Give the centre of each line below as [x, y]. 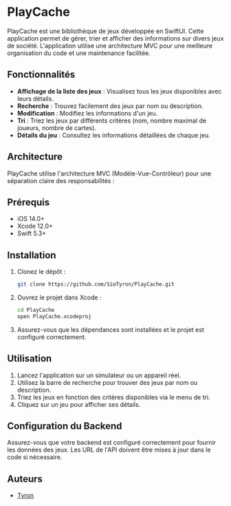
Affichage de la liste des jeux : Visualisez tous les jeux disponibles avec [119, 91]
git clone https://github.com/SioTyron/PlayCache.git [96, 284]
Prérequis [29, 202]
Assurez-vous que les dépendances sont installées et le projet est [110, 329]
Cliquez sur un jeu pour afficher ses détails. [79, 404]
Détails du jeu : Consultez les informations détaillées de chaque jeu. [114, 135]
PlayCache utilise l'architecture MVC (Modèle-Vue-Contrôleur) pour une [109, 173]
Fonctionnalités [41, 75]
